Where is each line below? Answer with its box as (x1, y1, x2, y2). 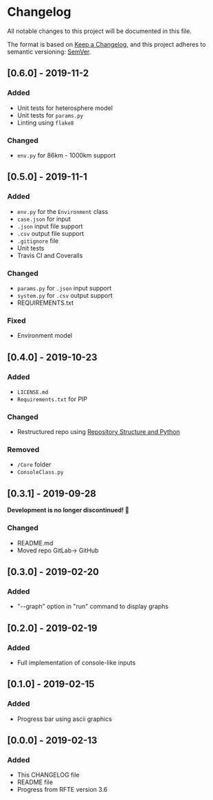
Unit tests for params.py (16, 111, 84, 119)
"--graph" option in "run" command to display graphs (16, 603, 169, 611)
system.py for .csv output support (16, 291, 113, 299)
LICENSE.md (16, 389, 49, 396)
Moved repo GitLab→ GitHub (16, 546, 99, 554)
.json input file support (16, 221, 83, 230)
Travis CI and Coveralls (16, 251, 83, 259)
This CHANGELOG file (16, 771, 80, 779)
